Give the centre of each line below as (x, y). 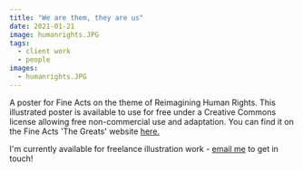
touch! (21, 158)
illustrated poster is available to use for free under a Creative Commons (143, 112)
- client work (44, 52)
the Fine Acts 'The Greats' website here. (85, 131)
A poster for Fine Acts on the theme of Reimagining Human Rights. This (143, 102)
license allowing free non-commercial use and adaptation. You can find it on (152, 121)
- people (34, 60)
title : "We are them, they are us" (77, 18)
